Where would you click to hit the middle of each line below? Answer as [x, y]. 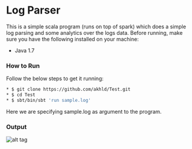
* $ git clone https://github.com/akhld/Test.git [69, 90]
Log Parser [33, 10]
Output [17, 127]
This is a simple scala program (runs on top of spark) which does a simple [96, 27]
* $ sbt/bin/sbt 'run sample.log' [49, 100]
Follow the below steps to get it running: [55, 79]
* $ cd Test [21, 95]
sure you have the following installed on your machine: [72, 39]
